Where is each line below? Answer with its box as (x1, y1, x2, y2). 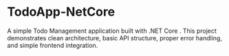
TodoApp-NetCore (7, 4, 116, 20)
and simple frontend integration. (7, 41, 98, 49)
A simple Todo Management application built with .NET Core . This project (7, 27, 217, 35)
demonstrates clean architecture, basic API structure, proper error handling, (7, 33, 222, 42)
